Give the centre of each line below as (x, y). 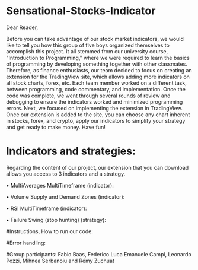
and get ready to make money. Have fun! (56, 127)
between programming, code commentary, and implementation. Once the (96, 89)
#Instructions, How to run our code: (49, 231)
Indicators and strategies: (71, 151)
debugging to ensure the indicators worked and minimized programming (95, 101)
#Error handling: (26, 243)
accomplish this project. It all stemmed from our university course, (87, 51)
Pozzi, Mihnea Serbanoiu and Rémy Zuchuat (60, 261)
